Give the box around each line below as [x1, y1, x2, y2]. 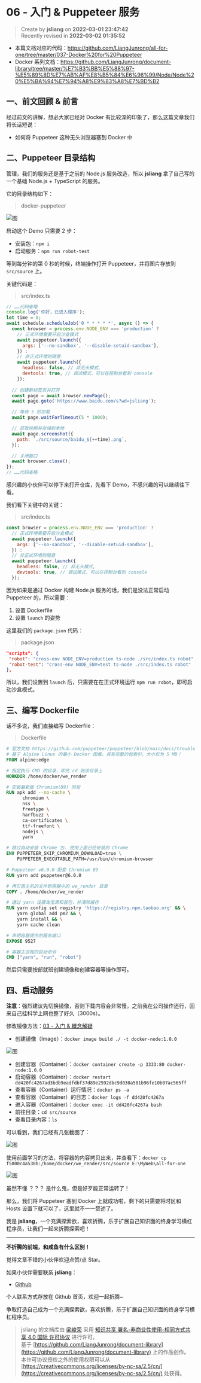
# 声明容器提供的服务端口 [6, 933, 61, 939]
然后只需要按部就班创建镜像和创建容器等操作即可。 [6, 966, 132, 973]
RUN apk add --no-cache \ [6, 790, 71, 796]
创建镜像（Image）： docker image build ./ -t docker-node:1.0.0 [14, 1035, 178, 1043]
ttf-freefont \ [22, 823, 60, 829]
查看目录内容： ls [14, 1116, 58, 1123]
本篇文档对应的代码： [14, 44, 68, 51]
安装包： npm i [14, 240, 50, 247]
